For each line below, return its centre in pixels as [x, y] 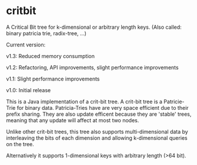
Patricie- [174, 102]
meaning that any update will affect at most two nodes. [73, 120]
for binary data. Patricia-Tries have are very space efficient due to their [103, 107]
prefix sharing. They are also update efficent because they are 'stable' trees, [99, 114]
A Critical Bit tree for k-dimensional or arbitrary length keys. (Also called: [94, 27]
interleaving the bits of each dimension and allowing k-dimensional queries [97, 138]
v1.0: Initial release [29, 90]
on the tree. [20, 144]
